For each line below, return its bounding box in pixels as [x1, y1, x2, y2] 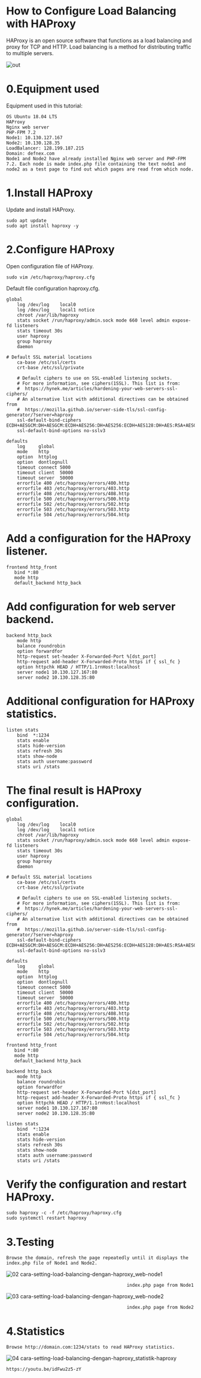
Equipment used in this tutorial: [6, 102, 83, 109]
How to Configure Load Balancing [6, 4, 176, 18]
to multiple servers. [6, 49, 54, 56]
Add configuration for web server [6, 600, 176, 613]
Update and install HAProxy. [6, 206, 75, 213]
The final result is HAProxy [6, 783, 142, 797]
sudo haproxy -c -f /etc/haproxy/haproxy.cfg [6, 1210, 121, 1216]
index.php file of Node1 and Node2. [6, 1260, 98, 1266]
